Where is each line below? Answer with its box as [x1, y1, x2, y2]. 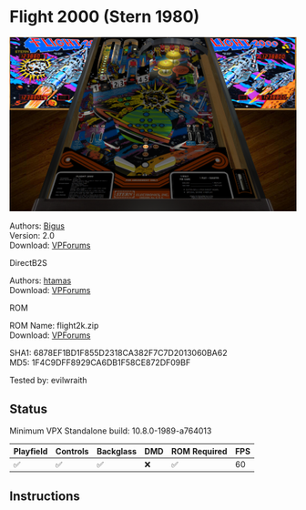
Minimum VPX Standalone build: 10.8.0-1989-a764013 [9, 425, 212, 436]
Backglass [97, 445, 138, 456]
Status [9, 401, 48, 416]
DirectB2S [9, 258, 47, 269]
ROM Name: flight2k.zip [9, 321, 99, 331]
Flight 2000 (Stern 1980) [9, 6, 200, 27]
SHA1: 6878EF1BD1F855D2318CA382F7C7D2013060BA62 [9, 348, 228, 359]
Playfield [13, 445, 48, 456]
